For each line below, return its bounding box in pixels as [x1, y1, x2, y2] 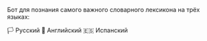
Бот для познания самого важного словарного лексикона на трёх [7, 6, 200, 13]
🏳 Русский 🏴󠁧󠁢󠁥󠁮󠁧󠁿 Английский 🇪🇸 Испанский [7, 26, 128, 34]
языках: [7, 13, 30, 21]
